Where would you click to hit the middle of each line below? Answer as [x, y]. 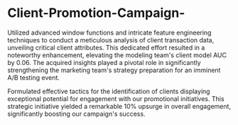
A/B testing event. [34, 77]
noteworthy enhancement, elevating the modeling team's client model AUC [117, 55]
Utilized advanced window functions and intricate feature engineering [109, 32]
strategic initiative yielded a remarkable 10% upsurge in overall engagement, [119, 106]
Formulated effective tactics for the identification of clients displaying [109, 91]
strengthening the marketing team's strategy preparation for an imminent [114, 70]
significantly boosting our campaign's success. [76, 114]
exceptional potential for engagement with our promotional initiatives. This [116, 99]
